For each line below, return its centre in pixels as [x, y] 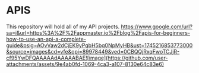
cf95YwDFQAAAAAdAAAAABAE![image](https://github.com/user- [87, 58]
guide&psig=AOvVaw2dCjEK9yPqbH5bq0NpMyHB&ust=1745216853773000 [99, 45]
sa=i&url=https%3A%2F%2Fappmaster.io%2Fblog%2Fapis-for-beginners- [98, 32]
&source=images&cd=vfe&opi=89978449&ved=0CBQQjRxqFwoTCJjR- [93, 51]
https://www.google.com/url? [157, 26]
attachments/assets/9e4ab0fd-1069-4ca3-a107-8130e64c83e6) [85, 64]
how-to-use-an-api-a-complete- [46, 39]
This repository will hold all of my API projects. [63, 26]
